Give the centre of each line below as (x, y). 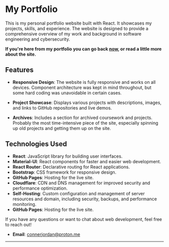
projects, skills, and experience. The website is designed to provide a (77, 28)
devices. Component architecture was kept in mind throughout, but (82, 87)
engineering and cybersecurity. (38, 39)
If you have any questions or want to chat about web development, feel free (84, 219)
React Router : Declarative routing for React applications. (71, 167)
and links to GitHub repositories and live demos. (62, 108)
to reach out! (18, 224)
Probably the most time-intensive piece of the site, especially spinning (85, 123)
